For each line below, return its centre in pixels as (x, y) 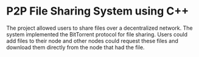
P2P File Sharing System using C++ (98, 11)
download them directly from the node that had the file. (75, 47)
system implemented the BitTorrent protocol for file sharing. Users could (97, 34)
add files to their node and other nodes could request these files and (92, 41)
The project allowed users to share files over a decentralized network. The (100, 28)
